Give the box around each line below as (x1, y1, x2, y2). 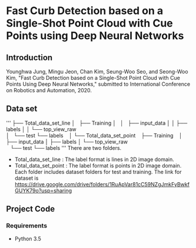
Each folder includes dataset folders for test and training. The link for (14, 168, 182, 175)
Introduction (6, 52, 53, 62)
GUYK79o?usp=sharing (14, 187, 72, 194)
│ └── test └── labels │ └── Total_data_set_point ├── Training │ (6, 132, 182, 139)
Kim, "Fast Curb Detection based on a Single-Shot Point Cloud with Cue (6, 75, 181, 81)
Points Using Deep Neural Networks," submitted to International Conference (6, 81, 190, 88)
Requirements (6, 222, 48, 230)
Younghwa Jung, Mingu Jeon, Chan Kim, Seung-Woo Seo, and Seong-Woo (6, 68, 188, 75)
